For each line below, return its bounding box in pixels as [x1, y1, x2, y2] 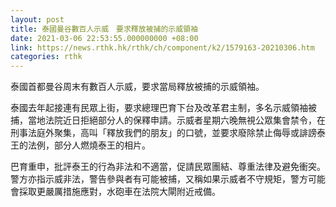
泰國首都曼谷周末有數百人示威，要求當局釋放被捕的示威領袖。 [10, 81, 265, 93]
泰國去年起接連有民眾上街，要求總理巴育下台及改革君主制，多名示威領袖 [10, 102, 308, 114]
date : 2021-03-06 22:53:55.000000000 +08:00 [10, 33, 199, 43]
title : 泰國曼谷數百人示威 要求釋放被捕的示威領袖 [10, 24, 198, 34]
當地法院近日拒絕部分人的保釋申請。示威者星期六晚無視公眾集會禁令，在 [27, 114, 326, 126]
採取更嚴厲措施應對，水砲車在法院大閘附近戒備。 [18, 186, 221, 198]
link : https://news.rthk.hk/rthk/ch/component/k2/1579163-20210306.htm [10, 42, 315, 53]
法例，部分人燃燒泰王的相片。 [27, 139, 151, 151]
